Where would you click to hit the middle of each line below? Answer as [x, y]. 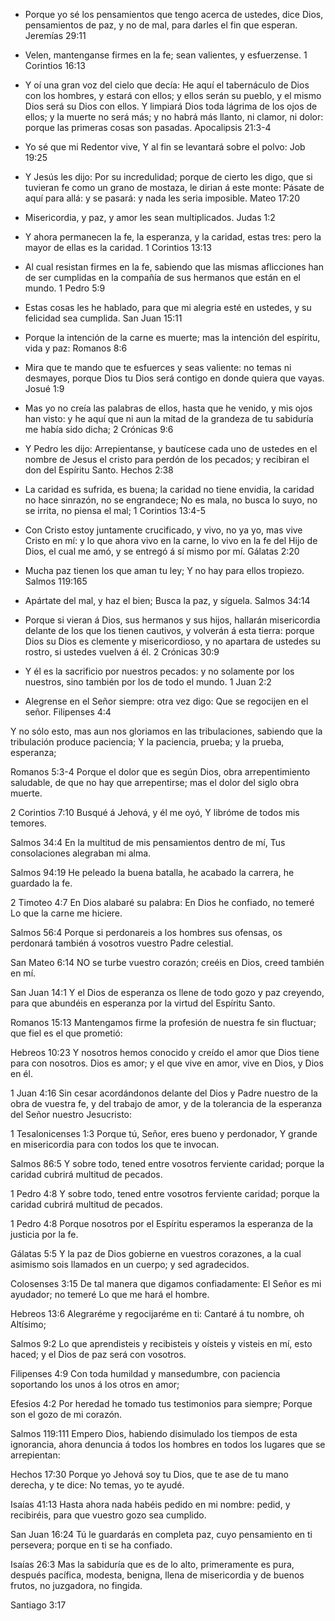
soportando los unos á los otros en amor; [95, 1384]
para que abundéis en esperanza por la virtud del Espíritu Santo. [143, 1003]
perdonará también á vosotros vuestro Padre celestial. [122, 943]
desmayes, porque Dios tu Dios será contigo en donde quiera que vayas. [174, 378]
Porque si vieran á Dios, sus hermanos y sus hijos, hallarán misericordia [172, 620]
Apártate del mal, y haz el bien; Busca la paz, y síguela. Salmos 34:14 [167, 600]
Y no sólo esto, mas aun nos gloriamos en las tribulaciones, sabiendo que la [166, 731]
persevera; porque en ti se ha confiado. [91, 1545]
